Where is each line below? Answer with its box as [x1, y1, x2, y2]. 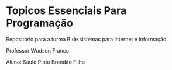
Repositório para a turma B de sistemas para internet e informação [6, 36, 167, 43]
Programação [6, 16, 73, 30]
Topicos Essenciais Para [6, 4, 127, 17]
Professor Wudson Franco [6, 47, 69, 54]
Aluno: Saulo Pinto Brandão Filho [6, 58, 85, 65]
